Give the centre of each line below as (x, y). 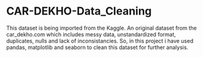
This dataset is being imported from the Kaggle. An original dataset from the (101, 28)
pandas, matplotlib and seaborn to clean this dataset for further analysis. (97, 47)
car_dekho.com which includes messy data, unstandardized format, (91, 34)
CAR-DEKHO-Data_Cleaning (79, 11)
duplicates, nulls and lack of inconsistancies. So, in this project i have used (100, 41)
